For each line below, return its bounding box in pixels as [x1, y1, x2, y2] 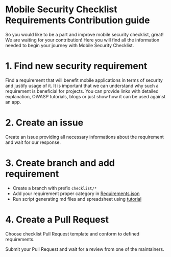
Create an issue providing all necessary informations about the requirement [5, 134, 164, 140]
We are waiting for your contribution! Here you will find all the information [5, 37, 160, 43]
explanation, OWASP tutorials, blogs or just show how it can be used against [5, 93, 166, 99]
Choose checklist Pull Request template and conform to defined [5, 230, 139, 237]
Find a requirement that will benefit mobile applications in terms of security [5, 77, 163, 83]
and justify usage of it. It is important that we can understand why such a [5, 82, 159, 89]
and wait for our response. [5, 139, 61, 145]
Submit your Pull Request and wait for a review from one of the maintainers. [5, 246, 164, 252]
